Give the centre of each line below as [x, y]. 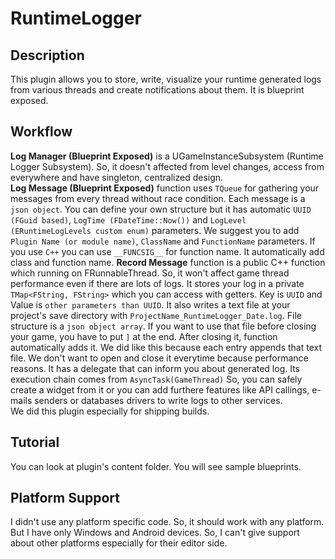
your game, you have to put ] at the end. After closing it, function [144, 336]
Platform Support [65, 498]
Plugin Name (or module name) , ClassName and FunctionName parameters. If [163, 241]
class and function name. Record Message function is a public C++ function [168, 262]
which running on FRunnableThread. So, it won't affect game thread [150, 273]
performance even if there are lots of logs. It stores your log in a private [157, 283]
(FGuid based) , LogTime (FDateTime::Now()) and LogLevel [128, 219]
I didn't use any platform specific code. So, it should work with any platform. [167, 522]
